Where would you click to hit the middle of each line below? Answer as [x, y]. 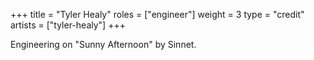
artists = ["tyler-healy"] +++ [68, 25]
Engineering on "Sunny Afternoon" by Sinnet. [103, 44]
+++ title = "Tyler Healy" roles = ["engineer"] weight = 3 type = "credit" [157, 14]
